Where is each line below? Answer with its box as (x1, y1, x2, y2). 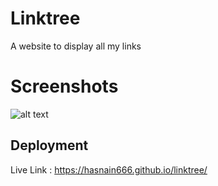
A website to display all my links (10, 40, 142, 52)
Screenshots (10, 75, 119, 98)
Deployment (10, 137, 89, 154)
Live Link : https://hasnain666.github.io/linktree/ (10, 163, 208, 176)
